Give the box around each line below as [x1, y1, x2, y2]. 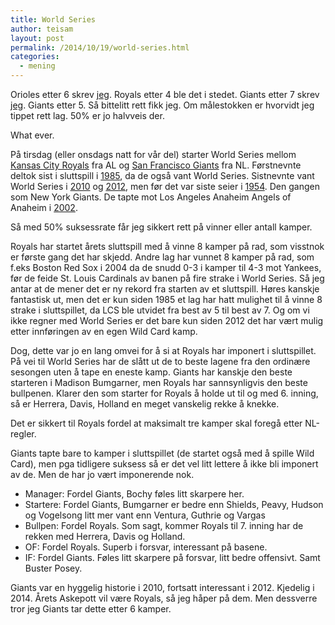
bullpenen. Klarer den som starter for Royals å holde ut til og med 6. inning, [10, 387, 319, 399]
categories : [10, 52, 60, 62]
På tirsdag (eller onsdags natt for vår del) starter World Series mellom [10, 149, 297, 160]
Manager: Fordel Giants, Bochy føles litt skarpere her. [24, 488, 245, 500]
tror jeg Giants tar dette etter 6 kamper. [10, 603, 172, 615]
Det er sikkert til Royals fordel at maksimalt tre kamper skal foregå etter [10, 417, 303, 429]
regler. [10, 428, 37, 440]
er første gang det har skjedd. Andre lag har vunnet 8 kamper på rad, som [10, 251, 315, 263]
